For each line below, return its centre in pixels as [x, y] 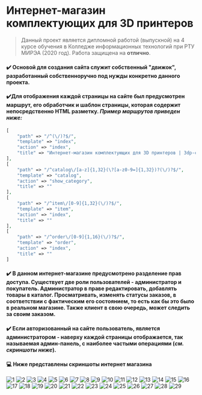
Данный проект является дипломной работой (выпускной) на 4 [103, 40]
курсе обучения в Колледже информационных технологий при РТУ [108, 46]
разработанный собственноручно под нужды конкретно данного [93, 75]
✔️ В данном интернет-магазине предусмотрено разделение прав [94, 273]
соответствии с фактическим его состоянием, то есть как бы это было [100, 302]
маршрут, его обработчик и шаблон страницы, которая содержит [93, 105]
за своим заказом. [31, 314]
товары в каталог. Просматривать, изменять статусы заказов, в [91, 295]
